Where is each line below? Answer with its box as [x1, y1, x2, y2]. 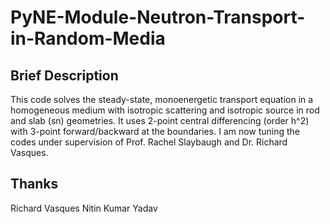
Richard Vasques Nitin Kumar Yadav [10, 202, 158, 214]
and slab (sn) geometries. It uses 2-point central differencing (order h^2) [10, 115, 310, 126]
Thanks [10, 176, 59, 193]
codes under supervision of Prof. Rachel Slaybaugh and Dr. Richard [10, 136, 288, 148]
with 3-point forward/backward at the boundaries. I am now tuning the [10, 126, 301, 137]
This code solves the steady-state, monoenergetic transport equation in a [10, 94, 314, 105]
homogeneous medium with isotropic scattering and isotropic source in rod [10, 104, 320, 116]
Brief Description [10, 67, 119, 84]
